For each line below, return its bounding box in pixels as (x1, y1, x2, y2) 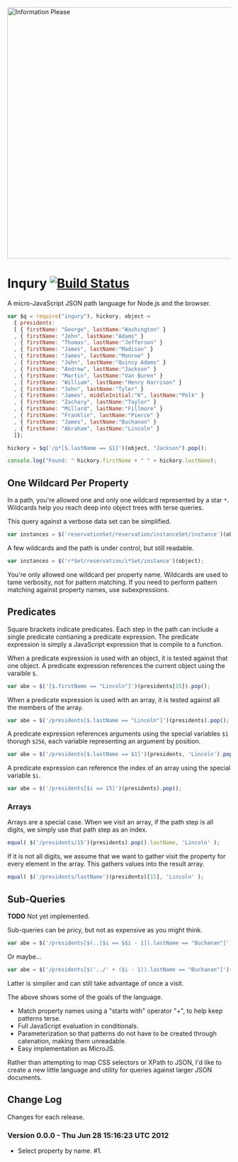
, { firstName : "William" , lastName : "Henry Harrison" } (13, 379, 182, 386)
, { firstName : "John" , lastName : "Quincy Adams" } (13, 359, 166, 366)
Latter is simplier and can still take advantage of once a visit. (7, 979, 184, 987)
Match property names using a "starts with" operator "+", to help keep (17, 1006, 223, 1015)
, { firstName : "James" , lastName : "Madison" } (13, 345, 154, 353)
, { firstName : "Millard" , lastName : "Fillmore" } (13, 405, 163, 412)
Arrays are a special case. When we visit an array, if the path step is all (7, 818, 214, 827)
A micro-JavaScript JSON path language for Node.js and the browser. (7, 298, 211, 307)
